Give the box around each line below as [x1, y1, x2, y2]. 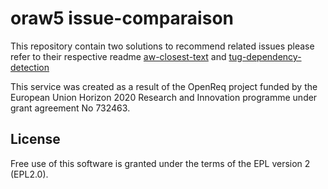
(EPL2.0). [10, 168, 49, 180]
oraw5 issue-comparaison [10, 7, 234, 30]
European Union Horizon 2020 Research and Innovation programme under [10, 91, 318, 103]
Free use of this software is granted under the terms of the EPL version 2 [10, 157, 311, 169]
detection [10, 61, 50, 73]
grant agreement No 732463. [10, 102, 131, 114]
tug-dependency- [228, 50, 302, 62]
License [10, 131, 61, 148]
